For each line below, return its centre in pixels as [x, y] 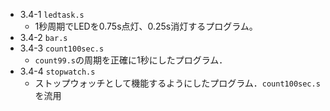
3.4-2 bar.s [43, 37]
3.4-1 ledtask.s [52, 14]
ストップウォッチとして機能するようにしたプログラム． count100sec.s [177, 83]
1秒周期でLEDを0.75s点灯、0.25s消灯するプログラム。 [146, 26]
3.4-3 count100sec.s [62, 48]
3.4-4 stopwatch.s [57, 71]
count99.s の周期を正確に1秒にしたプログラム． [131, 60]
